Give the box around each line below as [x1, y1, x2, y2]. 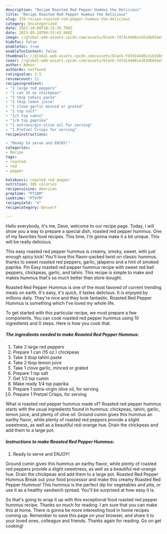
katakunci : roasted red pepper [5, 177, 70, 182]
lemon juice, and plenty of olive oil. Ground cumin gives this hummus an [5, 412, 153, 417]
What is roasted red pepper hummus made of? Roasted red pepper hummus [5, 401, 162, 407]
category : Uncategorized [5, 21, 57, 26]
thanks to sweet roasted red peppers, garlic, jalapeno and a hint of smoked [5, 259, 159, 265]
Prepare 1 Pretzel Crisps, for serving [12, 391, 87, 397]
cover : [5, 58, 19, 63]
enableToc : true [5, 44, 39, 49]
